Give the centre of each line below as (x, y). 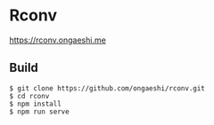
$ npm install (36, 104)
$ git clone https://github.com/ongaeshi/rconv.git (107, 88)
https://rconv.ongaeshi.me (58, 40)
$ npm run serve (39, 112)
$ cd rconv (29, 96)
